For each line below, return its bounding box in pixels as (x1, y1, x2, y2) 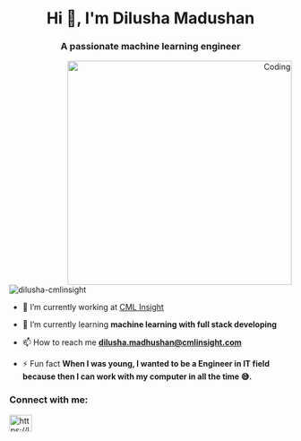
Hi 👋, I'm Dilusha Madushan (46, 8, 255, 29)
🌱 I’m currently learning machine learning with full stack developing (21, 319, 278, 330)
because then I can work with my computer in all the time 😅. (21, 371, 253, 382)
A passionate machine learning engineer (60, 40, 241, 53)
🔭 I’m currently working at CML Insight (21, 302, 164, 313)
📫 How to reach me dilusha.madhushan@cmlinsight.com (21, 337, 242, 348)
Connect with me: (9, 393, 89, 406)
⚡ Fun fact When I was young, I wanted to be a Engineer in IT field (21, 359, 271, 369)
